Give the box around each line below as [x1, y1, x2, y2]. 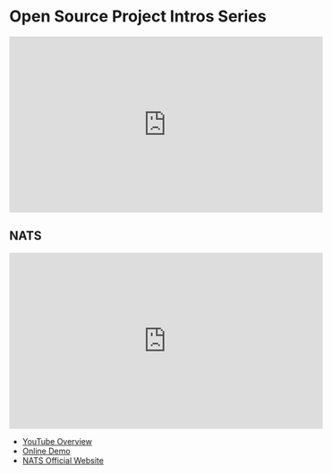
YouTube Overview [21, 436, 92, 446]
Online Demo [21, 445, 71, 456]
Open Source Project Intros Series [9, 6, 267, 27]
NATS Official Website [21, 454, 105, 466]
